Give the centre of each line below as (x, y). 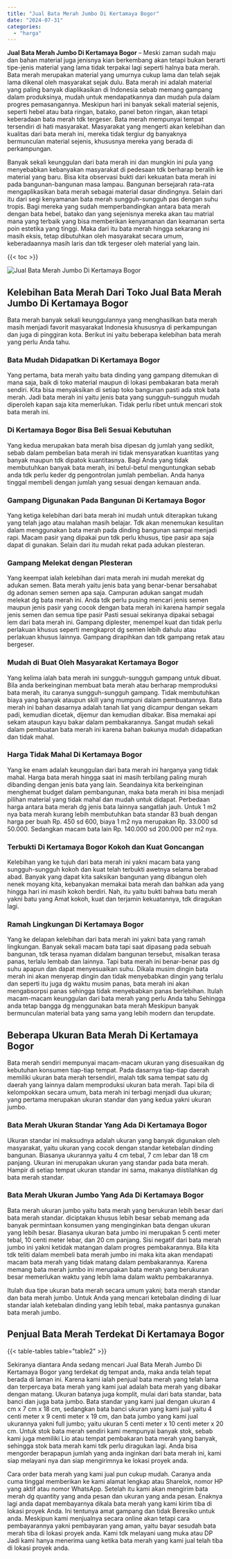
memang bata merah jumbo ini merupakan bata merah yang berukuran (108, 1269)
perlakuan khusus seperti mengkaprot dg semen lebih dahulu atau (102, 630)
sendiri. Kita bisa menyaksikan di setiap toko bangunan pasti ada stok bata (114, 390)
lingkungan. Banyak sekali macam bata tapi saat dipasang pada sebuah (109, 947)
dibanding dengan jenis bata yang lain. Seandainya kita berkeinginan (105, 784)
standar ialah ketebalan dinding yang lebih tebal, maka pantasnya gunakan (114, 1305)
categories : (24, 26)
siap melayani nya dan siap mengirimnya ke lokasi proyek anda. (98, 1460)
